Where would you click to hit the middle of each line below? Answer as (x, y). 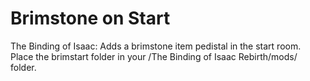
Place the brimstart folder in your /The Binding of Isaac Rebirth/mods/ (154, 56)
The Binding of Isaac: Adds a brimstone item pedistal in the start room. (156, 46)
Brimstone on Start (90, 18)
